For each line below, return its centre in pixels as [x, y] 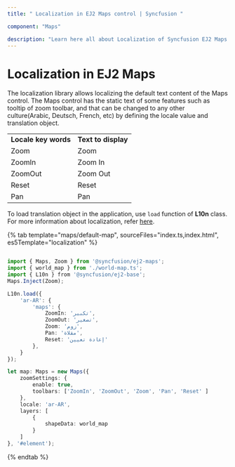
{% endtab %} [28, 456]
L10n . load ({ [25, 294]
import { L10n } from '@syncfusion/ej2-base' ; [76, 275]
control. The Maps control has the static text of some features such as [109, 101]
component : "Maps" [34, 26]
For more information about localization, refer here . [81, 221]
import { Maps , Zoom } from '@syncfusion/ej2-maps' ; [86, 262]
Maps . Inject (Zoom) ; [36, 281]
